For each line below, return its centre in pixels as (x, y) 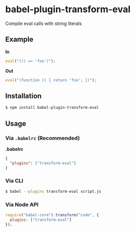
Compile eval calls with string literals (44, 23)
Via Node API (22, 205)
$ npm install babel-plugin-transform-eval (52, 108)
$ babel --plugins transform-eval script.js (53, 191)
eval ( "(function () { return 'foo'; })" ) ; (51, 80)
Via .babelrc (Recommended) (43, 138)
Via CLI (14, 181)
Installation (23, 96)
